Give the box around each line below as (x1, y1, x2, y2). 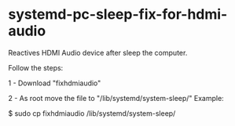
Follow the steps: (8, 63, 64, 72)
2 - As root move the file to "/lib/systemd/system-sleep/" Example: (8, 93, 224, 103)
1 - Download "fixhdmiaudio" (8, 78, 101, 88)
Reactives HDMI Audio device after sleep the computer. (8, 48, 188, 57)
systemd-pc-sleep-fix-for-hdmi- (8, 5, 228, 23)
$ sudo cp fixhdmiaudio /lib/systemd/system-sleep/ (8, 108, 176, 118)
